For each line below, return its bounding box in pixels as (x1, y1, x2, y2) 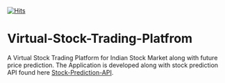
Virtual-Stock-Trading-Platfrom (7, 31, 193, 46)
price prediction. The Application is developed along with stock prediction (7, 61, 219, 69)
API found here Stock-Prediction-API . (7, 68, 114, 76)
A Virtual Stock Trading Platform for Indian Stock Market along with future (7, 53, 218, 62)
